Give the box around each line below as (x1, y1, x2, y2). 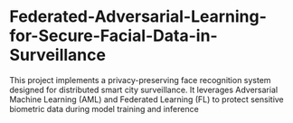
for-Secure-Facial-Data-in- (9, 25, 219, 46)
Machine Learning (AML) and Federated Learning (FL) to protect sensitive (9, 93, 285, 105)
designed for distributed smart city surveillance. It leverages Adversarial (9, 84, 279, 95)
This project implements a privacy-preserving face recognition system (9, 74, 271, 85)
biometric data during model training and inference (9, 103, 199, 114)
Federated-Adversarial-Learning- (9, 6, 267, 27)
